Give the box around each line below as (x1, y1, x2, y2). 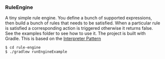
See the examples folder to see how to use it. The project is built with (5, 31, 146, 37)
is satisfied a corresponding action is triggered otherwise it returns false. (5, 25, 153, 31)
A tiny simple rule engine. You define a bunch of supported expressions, (5, 15, 152, 21)
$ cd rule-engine (5, 45, 41, 50)
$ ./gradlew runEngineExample (5, 49, 68, 55)
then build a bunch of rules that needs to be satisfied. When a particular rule (5, 20, 161, 26)
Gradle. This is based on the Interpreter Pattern (5, 36, 101, 41)
